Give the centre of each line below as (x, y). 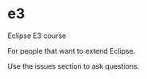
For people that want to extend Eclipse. (72, 51)
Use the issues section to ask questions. (73, 66)
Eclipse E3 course (37, 36)
